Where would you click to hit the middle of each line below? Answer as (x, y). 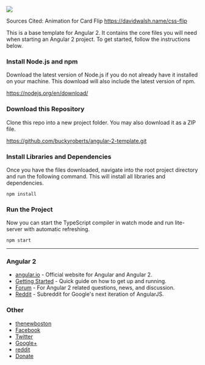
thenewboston (33, 323)
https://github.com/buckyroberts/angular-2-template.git (77, 141)
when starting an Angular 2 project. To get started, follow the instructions (98, 39)
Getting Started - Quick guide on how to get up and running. (91, 281)
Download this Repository (45, 109)
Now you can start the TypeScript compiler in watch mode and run (90, 223)
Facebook (28, 330)
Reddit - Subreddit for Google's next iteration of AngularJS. (89, 294)
